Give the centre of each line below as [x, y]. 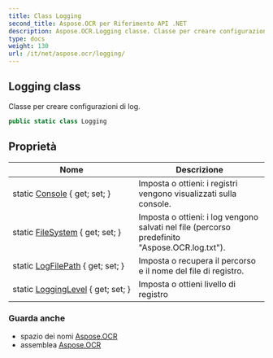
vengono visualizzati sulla [188, 194]
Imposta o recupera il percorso [197, 260]
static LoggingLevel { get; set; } [72, 289]
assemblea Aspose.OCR [61, 345]
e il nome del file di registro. [191, 271]
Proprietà [32, 147]
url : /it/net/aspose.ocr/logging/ [67, 54]
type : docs [27, 39]
